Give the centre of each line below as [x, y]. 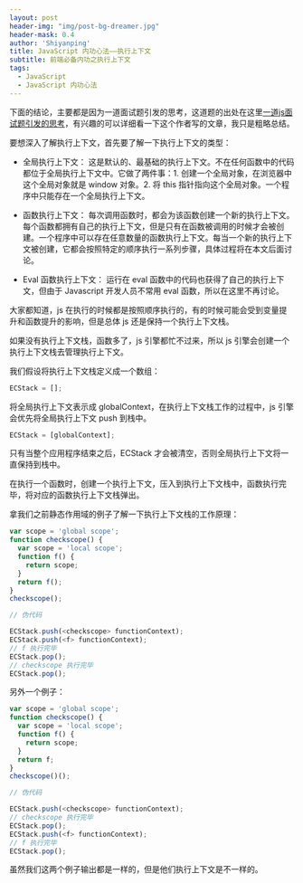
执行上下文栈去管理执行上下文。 [69, 351]
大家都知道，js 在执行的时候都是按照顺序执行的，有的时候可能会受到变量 [144, 309]
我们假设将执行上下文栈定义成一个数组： [85, 371]
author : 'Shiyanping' [50, 43]
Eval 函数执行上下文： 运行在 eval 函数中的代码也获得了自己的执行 [145, 279]
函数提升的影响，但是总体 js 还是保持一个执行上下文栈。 [129, 321]
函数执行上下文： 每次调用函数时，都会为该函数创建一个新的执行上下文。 [158, 214]
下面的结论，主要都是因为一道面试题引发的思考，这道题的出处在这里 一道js [147, 112]
